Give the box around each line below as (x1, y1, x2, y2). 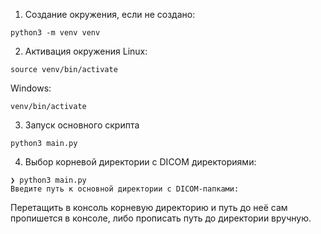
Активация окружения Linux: (24, 45, 148, 57)
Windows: (10, 82, 52, 94)
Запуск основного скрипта (24, 119, 140, 131)
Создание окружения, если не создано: (24, 9, 196, 20)
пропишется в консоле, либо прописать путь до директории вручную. (10, 212, 312, 224)
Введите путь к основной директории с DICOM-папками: (10, 184, 240, 194)
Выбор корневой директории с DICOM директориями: (24, 156, 257, 168)
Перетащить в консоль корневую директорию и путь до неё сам (10, 202, 288, 213)
